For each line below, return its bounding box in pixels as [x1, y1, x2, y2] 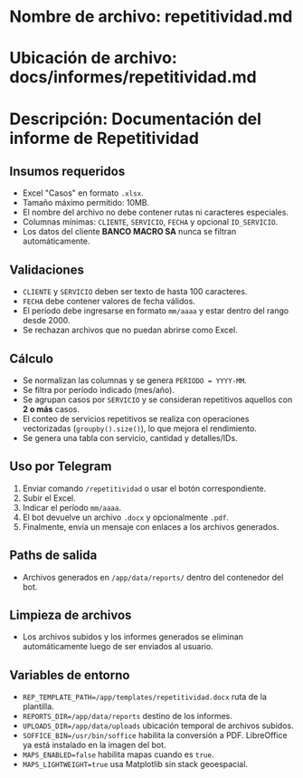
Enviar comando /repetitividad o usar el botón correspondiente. [22, 483, 267, 494]
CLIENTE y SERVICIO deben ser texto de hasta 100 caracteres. [22, 286, 248, 297]
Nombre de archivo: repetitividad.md [9, 6, 293, 27]
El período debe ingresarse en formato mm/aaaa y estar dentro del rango [22, 305, 289, 316]
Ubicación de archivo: [9, 48, 178, 69]
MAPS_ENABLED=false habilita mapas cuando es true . [22, 749, 214, 760]
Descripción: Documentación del [9, 109, 262, 129]
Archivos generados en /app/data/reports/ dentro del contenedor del [22, 571, 284, 582]
